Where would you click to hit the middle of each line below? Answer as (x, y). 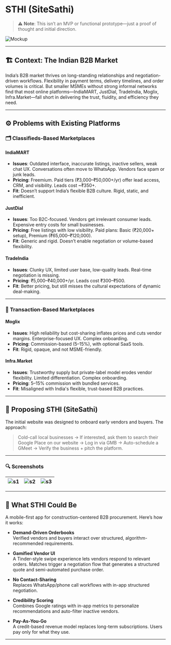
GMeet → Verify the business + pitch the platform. (70, 448)
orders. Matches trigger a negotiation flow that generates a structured (86, 564)
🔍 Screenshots (25, 466)
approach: (16, 427)
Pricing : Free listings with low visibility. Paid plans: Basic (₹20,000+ (83, 230)
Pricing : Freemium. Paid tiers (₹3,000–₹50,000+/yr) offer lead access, (86, 180)
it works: (15, 522)
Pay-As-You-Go (30, 621)
